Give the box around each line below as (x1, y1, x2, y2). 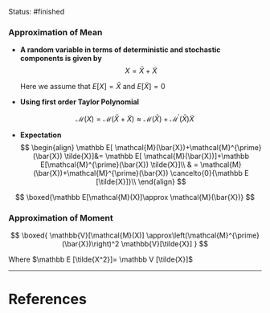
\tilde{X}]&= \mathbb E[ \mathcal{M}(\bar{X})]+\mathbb (63, 151, 249, 161)
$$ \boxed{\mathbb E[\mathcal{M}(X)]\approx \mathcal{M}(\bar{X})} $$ (14, 192, 256, 201)
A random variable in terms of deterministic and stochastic (19, 45, 221, 55)
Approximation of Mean (8, 26, 103, 38)
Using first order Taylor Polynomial (19, 97, 139, 107)
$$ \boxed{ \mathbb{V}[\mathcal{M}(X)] (10, 230, 145, 240)
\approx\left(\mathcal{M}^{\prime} (145, 230, 260, 240)
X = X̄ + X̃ (125, 66, 157, 75)
